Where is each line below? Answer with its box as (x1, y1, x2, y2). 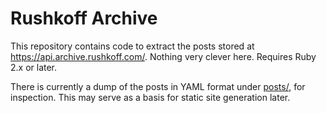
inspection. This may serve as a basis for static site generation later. (10, 91, 291, 103)
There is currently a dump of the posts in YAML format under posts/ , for (10, 80, 306, 92)
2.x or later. (10, 61, 58, 73)
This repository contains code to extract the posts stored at (10, 40, 255, 52)
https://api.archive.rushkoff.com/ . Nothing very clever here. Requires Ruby (10, 50, 317, 62)
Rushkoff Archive (10, 7, 158, 30)
